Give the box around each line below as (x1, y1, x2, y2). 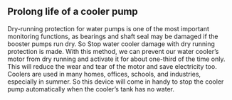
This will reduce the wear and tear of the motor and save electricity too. (7, 62, 217, 70)
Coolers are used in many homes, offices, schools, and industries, (7, 70, 201, 78)
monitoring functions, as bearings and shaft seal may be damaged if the (7, 32, 218, 40)
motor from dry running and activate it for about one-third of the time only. (7, 55, 226, 63)
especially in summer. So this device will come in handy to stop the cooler (7, 77, 224, 86)
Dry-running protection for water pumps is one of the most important (7, 24, 210, 33)
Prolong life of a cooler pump (7, 6, 139, 18)
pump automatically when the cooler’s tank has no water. (7, 84, 174, 93)
